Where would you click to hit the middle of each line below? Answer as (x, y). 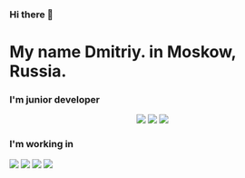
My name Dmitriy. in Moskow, (123, 52)
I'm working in (42, 144)
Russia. (38, 71)
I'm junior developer (54, 100)
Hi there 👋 (32, 15)
